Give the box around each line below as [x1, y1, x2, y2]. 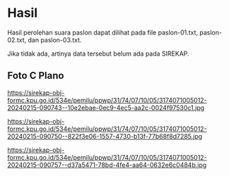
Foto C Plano [7, 70, 64, 82]
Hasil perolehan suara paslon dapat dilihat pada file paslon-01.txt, [7, 28, 199, 37]
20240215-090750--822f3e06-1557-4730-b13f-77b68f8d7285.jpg [7, 132, 203, 140]
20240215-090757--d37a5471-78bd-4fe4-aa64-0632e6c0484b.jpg [7, 161, 207, 169]
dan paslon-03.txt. [28, 35, 82, 44]
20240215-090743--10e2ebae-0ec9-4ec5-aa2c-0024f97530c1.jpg [7, 103, 205, 112]
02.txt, [7, 35, 27, 44]
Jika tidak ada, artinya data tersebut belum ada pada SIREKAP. [7, 49, 189, 58]
